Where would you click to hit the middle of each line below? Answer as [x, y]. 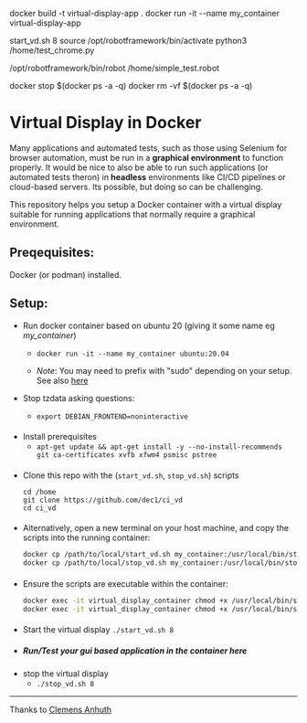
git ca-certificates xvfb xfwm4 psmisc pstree [127, 455]
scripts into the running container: [86, 537]
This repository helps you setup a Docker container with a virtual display [146, 204]
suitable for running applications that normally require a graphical [132, 214]
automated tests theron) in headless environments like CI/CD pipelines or [148, 176]
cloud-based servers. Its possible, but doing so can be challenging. [136, 186]
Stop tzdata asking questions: [79, 398]
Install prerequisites [60, 437]
